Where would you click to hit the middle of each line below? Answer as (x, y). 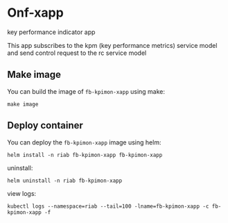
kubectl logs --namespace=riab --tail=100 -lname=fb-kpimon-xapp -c (108, 206)
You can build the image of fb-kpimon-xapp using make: (86, 91)
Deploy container (45, 125)
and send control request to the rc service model (77, 53)
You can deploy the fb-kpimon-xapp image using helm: (84, 142)
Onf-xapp (35, 13)
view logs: (22, 193)
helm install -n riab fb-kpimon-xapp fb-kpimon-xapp (85, 155)
